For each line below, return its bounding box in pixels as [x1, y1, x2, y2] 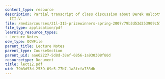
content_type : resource [5, 7, 54, 12]
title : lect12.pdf [5, 62, 43, 67]
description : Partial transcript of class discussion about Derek [5, 12, 144, 17]
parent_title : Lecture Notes [5, 44, 65, 49]
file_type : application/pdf [5, 26, 63, 30]
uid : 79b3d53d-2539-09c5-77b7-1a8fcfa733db [5, 67, 96, 72]
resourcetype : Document [5, 57, 54, 62]
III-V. [9, 16, 23, 21]
